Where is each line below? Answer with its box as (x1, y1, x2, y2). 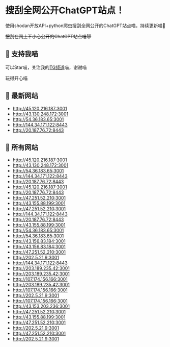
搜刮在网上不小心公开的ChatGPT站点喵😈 (5, 33, 92, 39)
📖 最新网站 (5, 91, 38, 100)
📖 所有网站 (5, 143, 38, 152)
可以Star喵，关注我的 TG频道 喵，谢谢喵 (5, 64, 87, 70)
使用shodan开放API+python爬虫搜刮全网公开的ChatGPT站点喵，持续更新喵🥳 (5, 22, 165, 29)
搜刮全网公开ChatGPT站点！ (5, 5, 125, 16)
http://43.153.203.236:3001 (12, 303, 70, 309)
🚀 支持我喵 (5, 49, 38, 59)
